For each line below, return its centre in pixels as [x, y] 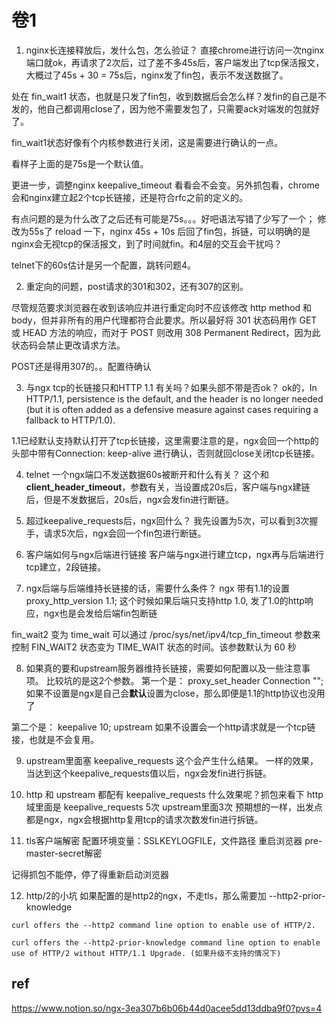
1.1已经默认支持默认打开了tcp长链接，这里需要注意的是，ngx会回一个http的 [165, 440]
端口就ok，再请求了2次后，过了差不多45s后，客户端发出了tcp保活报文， [175, 62]
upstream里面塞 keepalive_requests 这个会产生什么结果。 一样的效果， [172, 760]
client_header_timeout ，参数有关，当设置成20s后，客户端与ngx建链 [168, 487]
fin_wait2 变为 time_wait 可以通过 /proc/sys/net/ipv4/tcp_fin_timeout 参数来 [166, 634]
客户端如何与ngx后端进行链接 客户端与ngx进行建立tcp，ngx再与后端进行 [175, 554]
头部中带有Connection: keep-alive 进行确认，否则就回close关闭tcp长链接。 [166, 453]
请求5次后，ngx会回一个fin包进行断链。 [125, 533]
